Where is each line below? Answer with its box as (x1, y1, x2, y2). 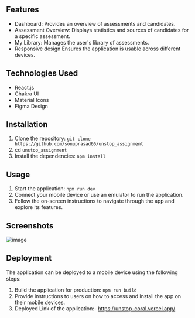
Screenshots (6, 221, 54, 231)
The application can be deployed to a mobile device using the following (6, 269, 178, 276)
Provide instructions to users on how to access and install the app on (14, 292, 182, 299)
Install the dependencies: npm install (14, 152, 106, 160)
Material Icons (14, 96, 49, 103)
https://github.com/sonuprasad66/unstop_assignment (14, 141, 143, 147)
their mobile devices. (14, 299, 66, 306)
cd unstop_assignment (14, 146, 67, 153)
